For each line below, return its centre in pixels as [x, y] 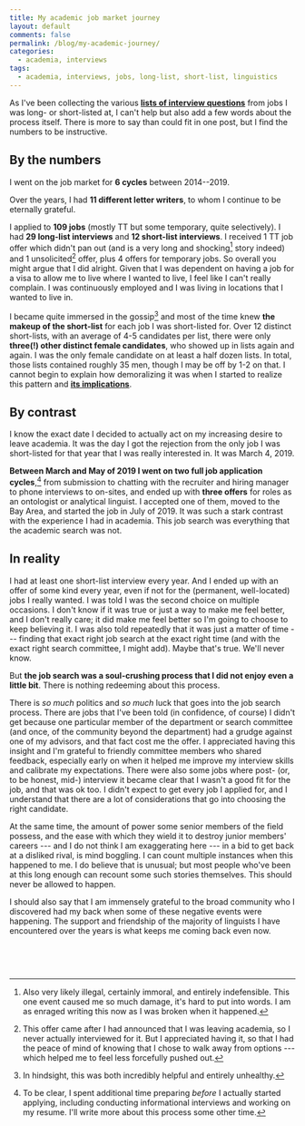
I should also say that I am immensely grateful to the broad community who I [152, 901]
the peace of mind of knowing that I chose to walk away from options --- [158, 1048]
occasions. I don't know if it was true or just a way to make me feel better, [148, 610]
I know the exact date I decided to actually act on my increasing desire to [146, 434]
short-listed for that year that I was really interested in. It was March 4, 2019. [152, 454]
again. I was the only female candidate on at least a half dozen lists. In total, [151, 355]
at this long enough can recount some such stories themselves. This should [151, 874]
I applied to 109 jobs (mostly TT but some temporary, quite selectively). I [145, 227]
